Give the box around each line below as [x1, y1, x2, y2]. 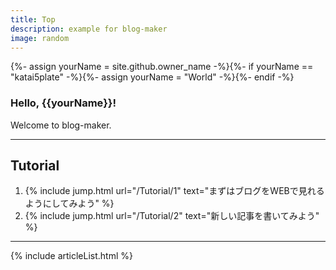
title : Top [10, 14, 56, 25]
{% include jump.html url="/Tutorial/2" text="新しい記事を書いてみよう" [24, 210, 320, 222]
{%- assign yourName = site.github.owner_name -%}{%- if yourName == [10, 61, 314, 73]
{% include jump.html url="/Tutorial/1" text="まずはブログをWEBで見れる [24, 185, 325, 197]
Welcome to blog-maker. [10, 119, 112, 131]
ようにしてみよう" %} [24, 197, 115, 210]
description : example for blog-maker [10, 24, 168, 34]
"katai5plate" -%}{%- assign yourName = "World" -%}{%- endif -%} [10, 71, 295, 83]
